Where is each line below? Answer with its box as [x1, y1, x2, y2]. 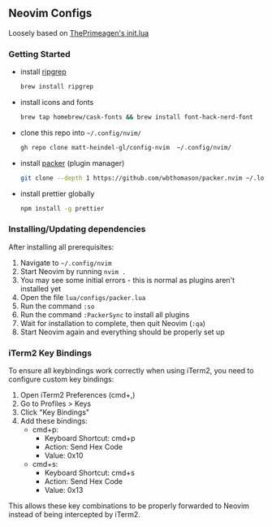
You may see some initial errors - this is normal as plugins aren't [19, 275, 235, 285]
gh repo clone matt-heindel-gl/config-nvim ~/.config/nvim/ [19, 143, 232, 151]
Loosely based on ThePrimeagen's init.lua [8, 28, 149, 37]
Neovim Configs [8, 7, 93, 20]
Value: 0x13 [44, 486, 84, 495]
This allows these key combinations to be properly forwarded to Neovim [8, 501, 250, 511]
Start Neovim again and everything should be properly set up [19, 327, 225, 337]
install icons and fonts [19, 97, 94, 107]
